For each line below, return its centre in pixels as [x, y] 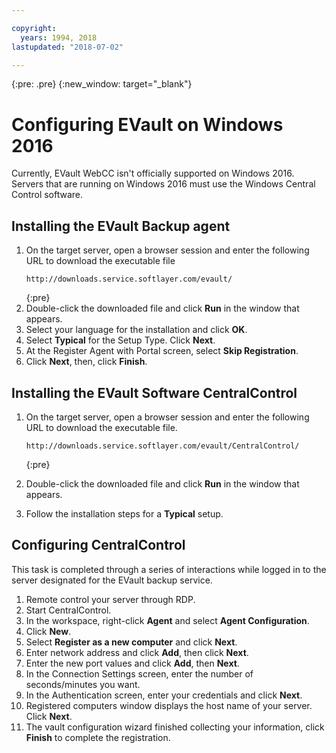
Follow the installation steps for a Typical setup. [124, 513]
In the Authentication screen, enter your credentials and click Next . [164, 695]
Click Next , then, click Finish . [86, 362]
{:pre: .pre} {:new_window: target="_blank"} [102, 84]
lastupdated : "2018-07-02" [67, 47]
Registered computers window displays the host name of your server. [169, 705]
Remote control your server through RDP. [110, 599]
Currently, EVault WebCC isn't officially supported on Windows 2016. [153, 173]
